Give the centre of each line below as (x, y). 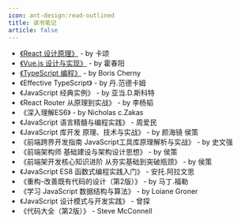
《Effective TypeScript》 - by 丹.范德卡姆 (83, 83)
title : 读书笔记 (32, 23)
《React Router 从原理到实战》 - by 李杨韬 (87, 102)
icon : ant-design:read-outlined (61, 15)
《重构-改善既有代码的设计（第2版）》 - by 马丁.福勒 (104, 181)
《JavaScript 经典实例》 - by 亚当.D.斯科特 (87, 93)
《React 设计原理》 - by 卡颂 (64, 54)
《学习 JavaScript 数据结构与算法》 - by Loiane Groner (109, 191)
